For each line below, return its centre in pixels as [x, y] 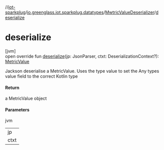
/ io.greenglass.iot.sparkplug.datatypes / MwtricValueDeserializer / [91, 12]
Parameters [17, 110]
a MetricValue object [26, 98]
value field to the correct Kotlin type [41, 76]
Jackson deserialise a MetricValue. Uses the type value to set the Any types [82, 71]
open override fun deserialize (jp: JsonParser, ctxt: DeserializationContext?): [82, 56]
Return [12, 88]
